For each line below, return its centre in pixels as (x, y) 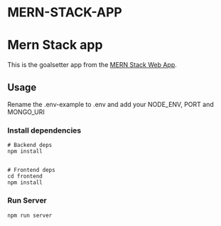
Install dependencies (44, 130)
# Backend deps (30, 145)
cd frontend (25, 176)
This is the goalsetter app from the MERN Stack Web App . (92, 65)
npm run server (30, 215)
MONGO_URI (26, 112)
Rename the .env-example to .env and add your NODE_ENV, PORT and (111, 104)
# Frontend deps (31, 170)
